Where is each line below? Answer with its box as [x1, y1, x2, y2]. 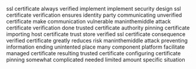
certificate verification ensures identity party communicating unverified [6, 11, 182, 19]
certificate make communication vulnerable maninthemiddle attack [6, 18, 171, 25]
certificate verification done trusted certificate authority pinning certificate [6, 24, 190, 31]
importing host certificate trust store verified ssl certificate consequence [6, 31, 186, 38]
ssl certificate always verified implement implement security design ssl [6, 5, 181, 12]
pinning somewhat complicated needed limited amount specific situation [6, 56, 186, 63]
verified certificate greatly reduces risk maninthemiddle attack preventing [6, 37, 188, 44]
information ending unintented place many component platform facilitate [6, 43, 185, 50]
